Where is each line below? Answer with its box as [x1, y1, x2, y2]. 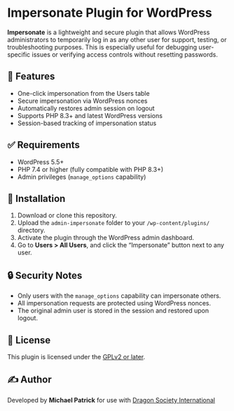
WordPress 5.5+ [17, 157, 64, 166]
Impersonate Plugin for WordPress [7, 5, 212, 21]
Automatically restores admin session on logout [17, 103, 156, 113]
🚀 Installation [7, 192, 66, 204]
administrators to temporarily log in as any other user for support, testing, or [7, 35, 227, 43]
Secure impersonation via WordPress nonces [17, 96, 148, 105]
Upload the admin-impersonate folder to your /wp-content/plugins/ [17, 219, 210, 227]
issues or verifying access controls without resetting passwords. [32, 50, 219, 59]
